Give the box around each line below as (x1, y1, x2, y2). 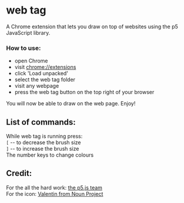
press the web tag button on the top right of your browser (14, 89, 155, 96)
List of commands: (6, 117, 76, 127)
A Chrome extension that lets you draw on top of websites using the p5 (6, 23, 178, 30)
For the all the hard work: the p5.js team (6, 184, 103, 191)
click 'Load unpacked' (14, 70, 69, 77)
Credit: (6, 168, 32, 178)
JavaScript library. (6, 29, 51, 36)
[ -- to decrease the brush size (6, 139, 81, 146)
